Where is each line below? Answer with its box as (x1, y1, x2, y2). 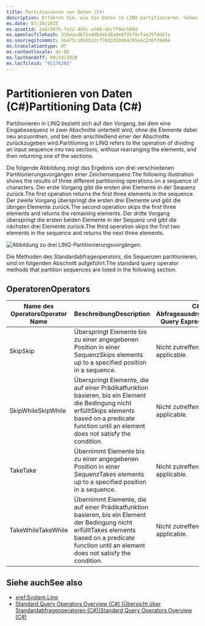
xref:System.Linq (15, 594, 59, 601)
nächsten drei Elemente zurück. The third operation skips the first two (6, 223, 181, 230)
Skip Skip (9, 347, 35, 355)
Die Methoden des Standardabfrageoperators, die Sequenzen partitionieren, (6, 253, 198, 260)
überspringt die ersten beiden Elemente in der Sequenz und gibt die (6, 216, 177, 224)
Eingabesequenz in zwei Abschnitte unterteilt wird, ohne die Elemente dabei (6, 126, 198, 134)
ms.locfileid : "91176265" (6, 60, 72, 66)
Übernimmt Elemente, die (74, 496, 147, 504)
